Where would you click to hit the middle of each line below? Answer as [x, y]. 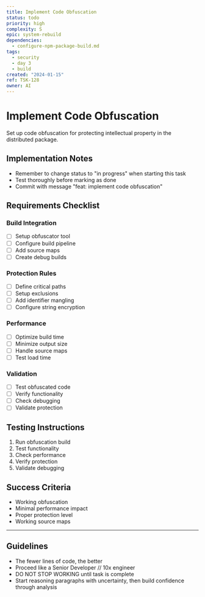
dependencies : [24, 40]
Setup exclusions [37, 293]
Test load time [33, 357]
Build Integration [31, 223]
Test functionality [37, 449]
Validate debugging [40, 468]
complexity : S [24, 29]
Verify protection [36, 461]
